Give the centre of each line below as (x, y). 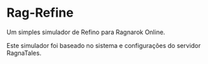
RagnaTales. (24, 53)
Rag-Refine (40, 13)
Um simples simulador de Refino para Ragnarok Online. (86, 32)
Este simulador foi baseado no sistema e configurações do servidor (104, 45)
